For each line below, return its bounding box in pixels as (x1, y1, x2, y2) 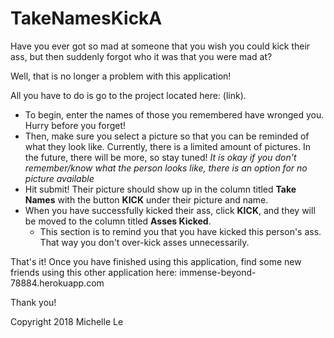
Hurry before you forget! (24, 119, 127, 131)
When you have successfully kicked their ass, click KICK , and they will (24, 204, 316, 216)
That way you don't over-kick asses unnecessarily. (39, 236, 250, 248)
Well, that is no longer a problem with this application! (10, 70, 232, 82)
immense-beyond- (179, 266, 257, 278)
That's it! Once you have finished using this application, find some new (10, 255, 302, 267)
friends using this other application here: (10, 266, 178, 278)
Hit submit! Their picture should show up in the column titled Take (24, 183, 297, 195)
